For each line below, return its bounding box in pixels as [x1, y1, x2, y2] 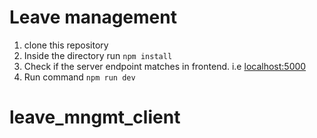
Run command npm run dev [23, 71, 136, 83]
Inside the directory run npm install [23, 49, 173, 61]
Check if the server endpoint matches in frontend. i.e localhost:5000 [23, 60, 307, 72]
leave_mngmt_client [9, 106, 181, 129]
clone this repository [23, 39, 109, 51]
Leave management [9, 6, 177, 29]
